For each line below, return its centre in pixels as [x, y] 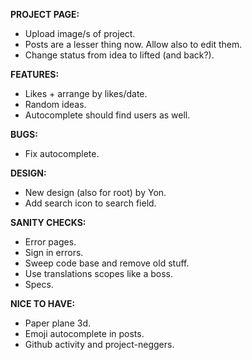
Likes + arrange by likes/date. [86, 93]
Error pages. [50, 242]
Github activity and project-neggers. [99, 344]
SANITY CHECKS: [48, 222]
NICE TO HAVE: [43, 303]
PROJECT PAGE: [45, 14]
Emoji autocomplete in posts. [84, 333]
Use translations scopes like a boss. [98, 273]
